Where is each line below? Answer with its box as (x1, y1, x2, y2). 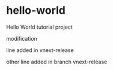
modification (6, 35, 37, 42)
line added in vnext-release (6, 46, 74, 54)
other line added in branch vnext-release (6, 58, 108, 65)
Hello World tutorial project (6, 23, 73, 31)
